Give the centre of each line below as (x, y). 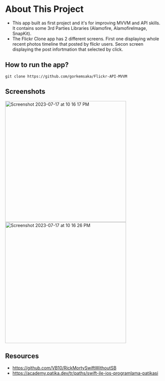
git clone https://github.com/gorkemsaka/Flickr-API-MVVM (66, 76)
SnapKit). (22, 33)
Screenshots (25, 92)
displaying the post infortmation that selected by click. (68, 49)
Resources (22, 356)
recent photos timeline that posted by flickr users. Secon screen (78, 44)
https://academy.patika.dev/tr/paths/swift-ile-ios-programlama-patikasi (85, 373)
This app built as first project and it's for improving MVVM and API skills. (86, 23)
